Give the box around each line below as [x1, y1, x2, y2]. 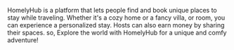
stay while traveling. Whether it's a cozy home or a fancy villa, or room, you [7, 13, 226, 22]
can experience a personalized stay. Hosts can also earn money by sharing [7, 21, 225, 29]
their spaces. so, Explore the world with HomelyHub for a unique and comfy [7, 28, 227, 37]
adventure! [7, 36, 39, 44]
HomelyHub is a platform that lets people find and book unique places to [7, 6, 218, 14]
